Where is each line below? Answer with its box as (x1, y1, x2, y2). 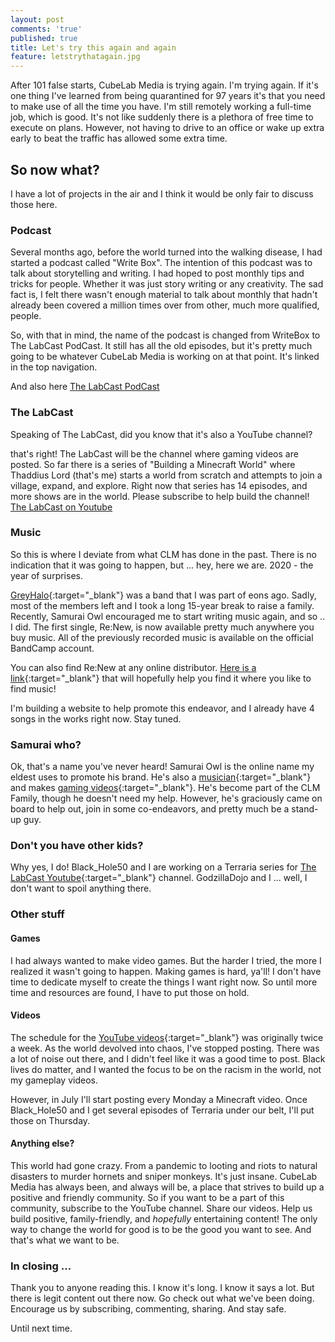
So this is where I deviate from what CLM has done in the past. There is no (10, 548, 317, 560)
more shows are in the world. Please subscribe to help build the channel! (10, 490, 310, 502)
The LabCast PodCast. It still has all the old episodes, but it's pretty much (10, 340, 313, 352)
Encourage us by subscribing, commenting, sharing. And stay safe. (10, 1303, 287, 1315)
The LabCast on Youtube (10, 501, 113, 513)
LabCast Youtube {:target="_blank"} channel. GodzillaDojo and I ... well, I (10, 872, 308, 884)
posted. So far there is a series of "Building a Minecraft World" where (10, 458, 296, 470)
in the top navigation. (10, 361, 98, 373)
